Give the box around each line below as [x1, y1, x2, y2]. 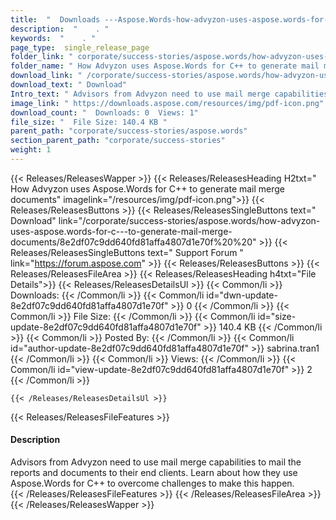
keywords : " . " [10, 33, 97, 43]
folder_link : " [10, 52, 74, 62]
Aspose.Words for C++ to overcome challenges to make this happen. [10, 477, 295, 490]
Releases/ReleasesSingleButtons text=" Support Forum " [10, 246, 244, 258]
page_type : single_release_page [10, 42, 150, 53]
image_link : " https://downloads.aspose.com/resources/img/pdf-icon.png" [10, 98, 325, 108]
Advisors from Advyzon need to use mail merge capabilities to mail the [10, 456, 302, 468]
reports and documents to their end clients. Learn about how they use [10, 467, 298, 479]
